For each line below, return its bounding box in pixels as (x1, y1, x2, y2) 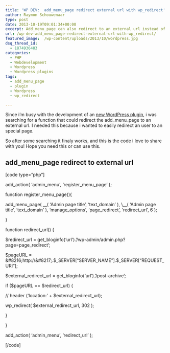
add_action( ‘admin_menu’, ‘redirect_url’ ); (5, 332, 93, 338)
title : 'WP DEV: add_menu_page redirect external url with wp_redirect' (5, 7, 166, 13)
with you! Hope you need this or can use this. (5, 143, 101, 149)
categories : (5, 50, 31, 55)
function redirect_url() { (5, 227, 55, 233)
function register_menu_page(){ (5, 191, 72, 197)
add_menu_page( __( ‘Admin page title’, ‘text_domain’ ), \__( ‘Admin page (5, 202, 156, 208)
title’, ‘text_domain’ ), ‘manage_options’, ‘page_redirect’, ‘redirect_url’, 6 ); (5, 207, 157, 213)
